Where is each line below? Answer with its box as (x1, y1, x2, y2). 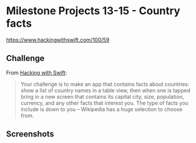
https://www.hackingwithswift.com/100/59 (6, 36, 110, 43)
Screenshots (6, 129, 54, 139)
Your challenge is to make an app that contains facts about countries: (20, 80, 190, 87)
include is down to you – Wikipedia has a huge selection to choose (20, 105, 183, 113)
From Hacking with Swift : (6, 69, 67, 76)
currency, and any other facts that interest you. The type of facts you (20, 99, 189, 106)
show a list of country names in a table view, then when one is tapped (20, 87, 191, 94)
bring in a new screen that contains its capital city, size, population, (20, 93, 184, 100)
